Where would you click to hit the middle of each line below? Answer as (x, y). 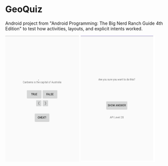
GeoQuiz (24, 9)
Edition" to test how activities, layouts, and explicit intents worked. (74, 28)
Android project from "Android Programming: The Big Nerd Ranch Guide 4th (84, 23)
